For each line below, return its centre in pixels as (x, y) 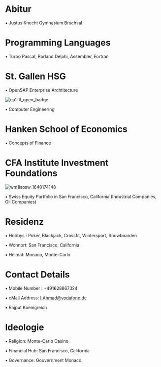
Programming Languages (58, 43)
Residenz (25, 222)
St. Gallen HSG (36, 76)
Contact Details (37, 274)
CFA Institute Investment (57, 163)
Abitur (18, 9)
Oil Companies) (21, 202)
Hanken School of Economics (66, 129)
